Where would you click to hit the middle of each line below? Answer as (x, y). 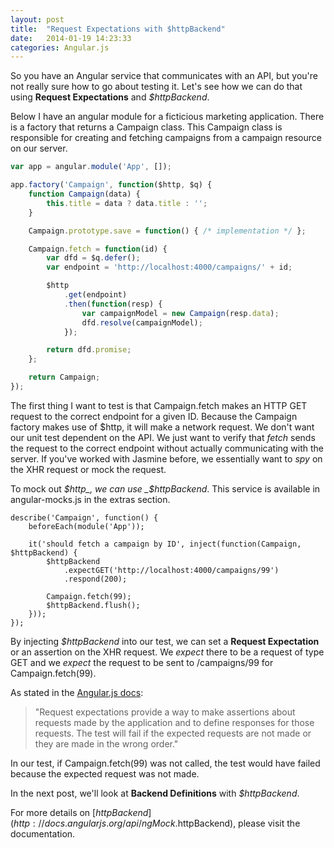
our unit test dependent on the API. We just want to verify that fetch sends (163, 437)
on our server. (39, 148)
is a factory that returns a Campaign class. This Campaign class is (146, 127)
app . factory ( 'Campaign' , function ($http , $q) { (111, 185)
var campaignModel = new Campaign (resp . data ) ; (180, 313)
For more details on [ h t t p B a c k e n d (79, 812)
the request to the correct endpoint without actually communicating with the (167, 448)
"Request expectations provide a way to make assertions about (165, 712)
